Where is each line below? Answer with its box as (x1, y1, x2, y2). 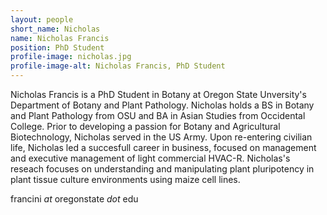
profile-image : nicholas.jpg (10, 52, 132, 62)
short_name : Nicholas (10, 24, 101, 34)
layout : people (10, 14, 74, 25)
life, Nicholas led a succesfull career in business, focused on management (10, 142, 317, 153)
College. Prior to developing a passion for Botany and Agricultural (10, 121, 281, 132)
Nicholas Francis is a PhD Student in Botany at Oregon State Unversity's (10, 89, 307, 100)
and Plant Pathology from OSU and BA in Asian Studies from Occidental (10, 110, 306, 121)
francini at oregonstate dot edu (10, 193, 139, 205)
